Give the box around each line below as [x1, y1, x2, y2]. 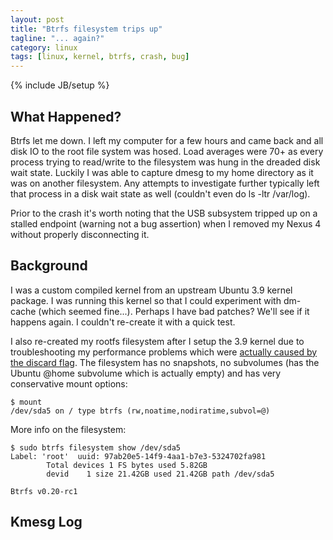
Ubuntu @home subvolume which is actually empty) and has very [10, 367, 282, 379]
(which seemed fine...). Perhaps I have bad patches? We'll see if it [38, 305, 310, 317]
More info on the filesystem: [10, 423, 127, 435]
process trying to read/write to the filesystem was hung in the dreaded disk [10, 156, 321, 168]
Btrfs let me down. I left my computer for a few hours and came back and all [10, 134, 324, 146]
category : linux [10, 42, 78, 53]
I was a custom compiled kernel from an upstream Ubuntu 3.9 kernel [10, 284, 293, 296]
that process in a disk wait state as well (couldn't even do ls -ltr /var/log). [10, 187, 311, 200]
